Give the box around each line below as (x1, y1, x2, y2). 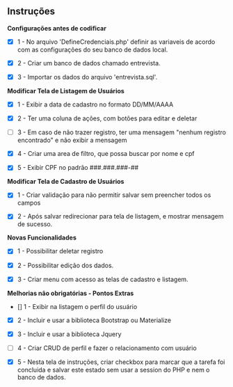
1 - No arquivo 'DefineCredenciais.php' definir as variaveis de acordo (17, 38, 216, 46)
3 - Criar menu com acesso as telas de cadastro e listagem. (17, 275, 189, 283)
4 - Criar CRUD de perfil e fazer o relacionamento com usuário (17, 344, 197, 352)
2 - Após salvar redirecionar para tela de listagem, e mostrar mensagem (17, 212, 224, 221)
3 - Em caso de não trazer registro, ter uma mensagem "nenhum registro (17, 128, 226, 136)
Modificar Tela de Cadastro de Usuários (7, 177, 124, 186)
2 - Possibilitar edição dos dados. (17, 261, 114, 269)
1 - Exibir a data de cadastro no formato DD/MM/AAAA (17, 100, 174, 109)
